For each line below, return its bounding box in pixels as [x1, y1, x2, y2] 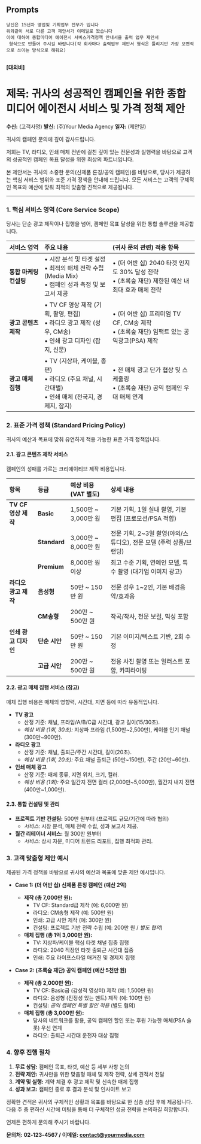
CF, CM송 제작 [112, 318, 152, 327]
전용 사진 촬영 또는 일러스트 [110, 657, 184, 665]
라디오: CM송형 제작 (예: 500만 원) [32, 909, 114, 917]
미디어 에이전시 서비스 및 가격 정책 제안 [6, 102, 185, 116]
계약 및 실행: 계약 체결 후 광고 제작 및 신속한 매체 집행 [14, 1078, 139, 1085]
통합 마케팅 [9, 268, 39, 276]
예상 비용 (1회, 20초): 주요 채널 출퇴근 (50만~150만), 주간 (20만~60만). [23, 755, 190, 763]
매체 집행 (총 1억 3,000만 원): [23, 931, 93, 939]
